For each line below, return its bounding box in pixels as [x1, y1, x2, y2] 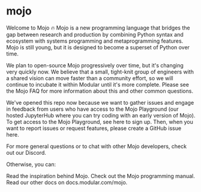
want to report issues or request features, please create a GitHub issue [6, 125, 182, 132]
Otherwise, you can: [6, 161, 56, 168]
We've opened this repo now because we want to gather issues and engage [6, 99, 194, 106]
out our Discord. [6, 149, 46, 156]
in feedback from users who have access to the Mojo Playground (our [6, 105, 179, 113]
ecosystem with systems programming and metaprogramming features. [6, 37, 184, 45]
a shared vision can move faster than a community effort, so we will [6, 74, 173, 82]
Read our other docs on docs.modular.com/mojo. [6, 179, 128, 186]
